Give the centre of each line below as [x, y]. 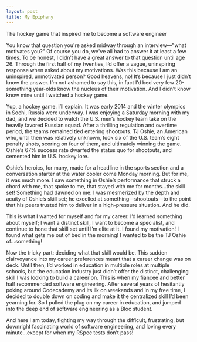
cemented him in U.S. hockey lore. [47, 156]
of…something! [24, 241]
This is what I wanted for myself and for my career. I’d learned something [94, 216]
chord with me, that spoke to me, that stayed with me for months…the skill [96, 186]
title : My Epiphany [30, 17]
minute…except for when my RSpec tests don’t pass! [70, 333]
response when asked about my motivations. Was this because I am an [92, 70]
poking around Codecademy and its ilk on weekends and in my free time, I [96, 290]
